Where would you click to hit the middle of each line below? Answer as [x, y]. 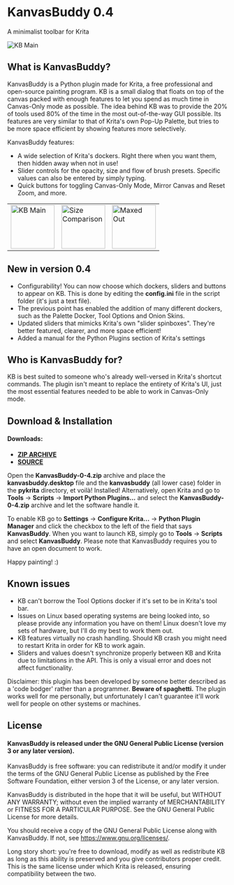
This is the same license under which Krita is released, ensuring [99, 866]
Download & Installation [60, 421]
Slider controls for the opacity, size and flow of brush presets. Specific [119, 170]
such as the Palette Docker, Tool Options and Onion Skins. [101, 316]
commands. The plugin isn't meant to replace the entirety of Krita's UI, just [115, 384]
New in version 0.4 [49, 269]
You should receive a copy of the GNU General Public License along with [112, 830]
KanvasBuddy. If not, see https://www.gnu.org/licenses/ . [88, 838]
